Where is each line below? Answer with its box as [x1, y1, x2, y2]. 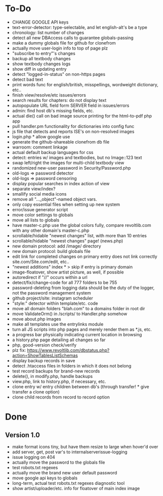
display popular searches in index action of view [12, 180, 110, 186]
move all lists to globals [12, 217, 60, 223]
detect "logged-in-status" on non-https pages [12, 71, 106, 77]
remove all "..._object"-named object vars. [12, 196, 97, 202]
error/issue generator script [12, 206, 68, 212]
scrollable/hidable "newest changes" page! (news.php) [12, 238, 123, 244]
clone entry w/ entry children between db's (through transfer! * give [12, 383, 149, 390]
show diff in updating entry [12, 66, 67, 72]
